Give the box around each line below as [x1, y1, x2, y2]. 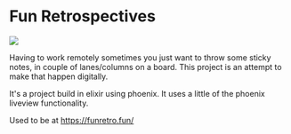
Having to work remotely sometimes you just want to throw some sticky [9, 51, 271, 63]
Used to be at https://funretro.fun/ [9, 114, 134, 125]
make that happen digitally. [9, 71, 109, 82]
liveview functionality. [9, 98, 89, 108]
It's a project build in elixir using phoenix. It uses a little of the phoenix [9, 88, 265, 99]
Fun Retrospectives [9, 6, 156, 27]
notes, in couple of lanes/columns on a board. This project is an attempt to [9, 61, 282, 72]
